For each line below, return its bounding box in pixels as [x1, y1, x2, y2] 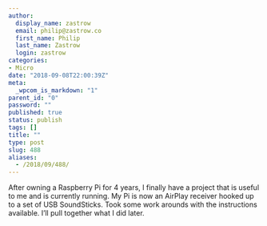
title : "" [8, 131, 42, 139]
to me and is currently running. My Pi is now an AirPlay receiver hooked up [8, 192, 254, 201]
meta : [8, 79, 26, 87]
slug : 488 [8, 146, 42, 154]
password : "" [8, 101, 52, 109]
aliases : [8, 153, 38, 161]
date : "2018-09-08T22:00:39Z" [8, 71, 110, 79]
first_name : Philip [15, 34, 81, 42]
